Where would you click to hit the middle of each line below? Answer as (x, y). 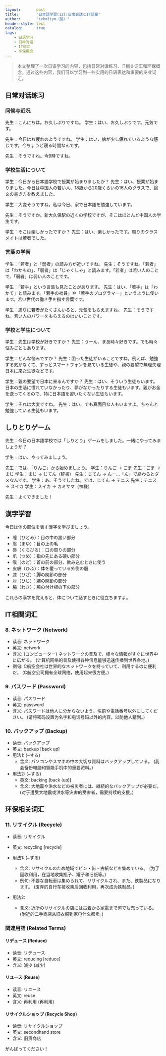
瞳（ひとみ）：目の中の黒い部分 (44, 537)
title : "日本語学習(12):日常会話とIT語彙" (53, 14)
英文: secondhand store (36, 1032)
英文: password (28, 705)
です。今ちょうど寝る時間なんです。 (46, 145)
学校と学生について (28, 330)
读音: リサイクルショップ (37, 1026)
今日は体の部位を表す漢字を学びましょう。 (49, 527)
